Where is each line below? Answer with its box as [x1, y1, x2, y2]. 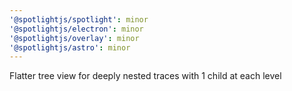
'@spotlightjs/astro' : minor [9, 42, 131, 53]
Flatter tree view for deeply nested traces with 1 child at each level [9, 70, 282, 82]
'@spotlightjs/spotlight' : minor [9, 14, 149, 25]
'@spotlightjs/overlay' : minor [9, 33, 140, 43]
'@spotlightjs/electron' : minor [9, 24, 144, 34]
